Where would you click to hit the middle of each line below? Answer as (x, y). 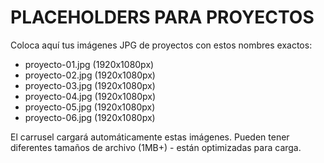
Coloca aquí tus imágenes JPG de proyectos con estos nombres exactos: (161, 45)
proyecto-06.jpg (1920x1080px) (90, 117)
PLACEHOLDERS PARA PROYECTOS (162, 17)
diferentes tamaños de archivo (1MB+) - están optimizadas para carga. (156, 147)
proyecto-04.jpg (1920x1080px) (90, 96)
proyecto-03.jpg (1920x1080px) (90, 85)
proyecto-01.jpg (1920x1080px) (89, 64)
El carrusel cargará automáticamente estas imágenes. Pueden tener (150, 137)
